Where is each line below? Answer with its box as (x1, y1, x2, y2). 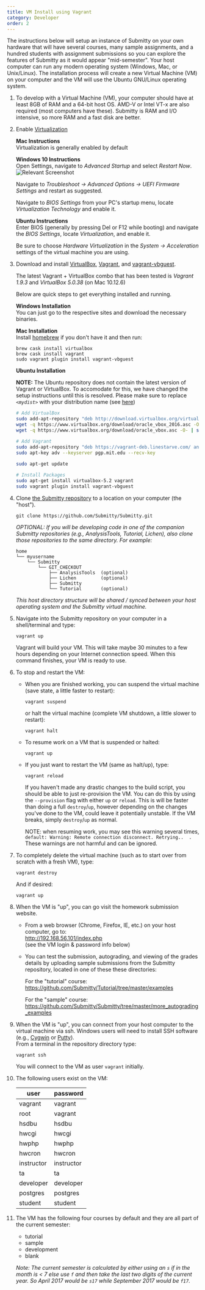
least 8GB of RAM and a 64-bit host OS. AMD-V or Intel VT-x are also (15, 101, 190, 108)
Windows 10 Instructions (15, 156, 81, 163)
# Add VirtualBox (15, 410, 60, 416)
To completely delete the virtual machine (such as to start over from (15, 851, 187, 859)
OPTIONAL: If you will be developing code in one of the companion (15, 523, 185, 530)
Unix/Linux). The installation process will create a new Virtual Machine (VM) (7, 70, 198, 77)
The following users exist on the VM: (15, 1074, 109, 1082)
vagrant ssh (15, 1052, 46, 1058)
